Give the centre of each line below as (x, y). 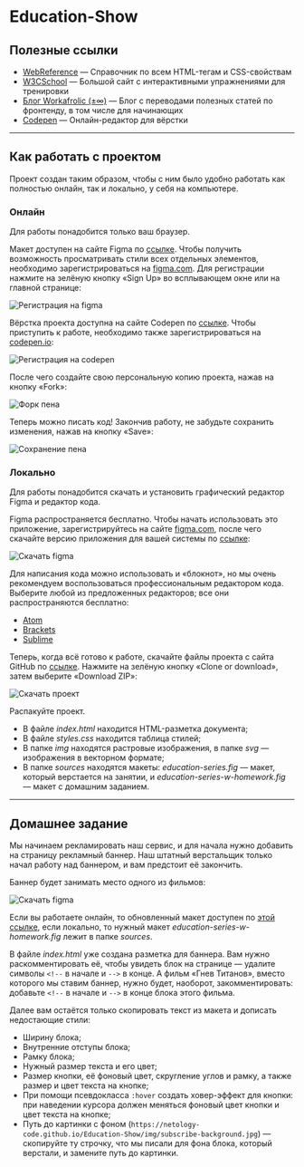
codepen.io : (32, 342)
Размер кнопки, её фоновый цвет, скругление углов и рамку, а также (157, 1076)
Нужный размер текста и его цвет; (90, 1066)
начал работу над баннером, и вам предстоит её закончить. (126, 865)
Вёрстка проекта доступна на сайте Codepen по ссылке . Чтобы (133, 323)
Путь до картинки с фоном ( (77, 1124)
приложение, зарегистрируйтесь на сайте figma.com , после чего (136, 529)
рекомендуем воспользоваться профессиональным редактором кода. (147, 583)
